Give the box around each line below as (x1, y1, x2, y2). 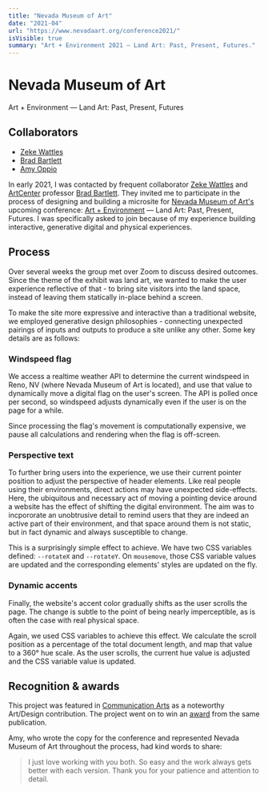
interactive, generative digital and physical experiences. (8, 222, 193, 232)
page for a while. (8, 406, 64, 415)
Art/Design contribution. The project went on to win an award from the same (8, 709, 260, 719)
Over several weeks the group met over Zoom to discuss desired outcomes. (8, 266, 258, 276)
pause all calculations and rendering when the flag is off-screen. (8, 430, 222, 439)
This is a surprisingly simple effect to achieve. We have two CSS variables (8, 543, 252, 553)
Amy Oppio (19, 163, 58, 173)
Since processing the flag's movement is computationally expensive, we (8, 421, 246, 430)
